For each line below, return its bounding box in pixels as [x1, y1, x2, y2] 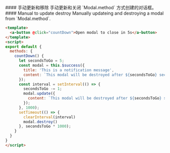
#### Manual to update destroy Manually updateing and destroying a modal [5, 10, 164, 16]
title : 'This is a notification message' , [23, 67, 114, 73]
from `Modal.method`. [5, 16, 51, 21]
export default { [5, 44, 42, 49]
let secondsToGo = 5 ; [18, 58, 65, 64]
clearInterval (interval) [23, 115, 76, 120]
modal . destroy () [23, 119, 58, 124]
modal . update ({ [23, 91, 56, 96]
